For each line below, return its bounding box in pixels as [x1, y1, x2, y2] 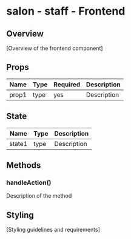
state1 [9, 139, 28, 148]
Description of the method [6, 192, 72, 199]
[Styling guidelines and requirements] [6, 226, 100, 234]
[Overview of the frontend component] [6, 44, 103, 52]
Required [53, 80, 81, 89]
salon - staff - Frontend [6, 4, 126, 18]
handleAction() [6, 178, 52, 187]
